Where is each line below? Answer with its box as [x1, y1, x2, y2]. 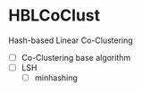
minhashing [34, 72, 78, 83]
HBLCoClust [8, 5, 101, 26]
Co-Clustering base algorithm [21, 52, 131, 63]
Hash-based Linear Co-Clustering [8, 35, 133, 46]
